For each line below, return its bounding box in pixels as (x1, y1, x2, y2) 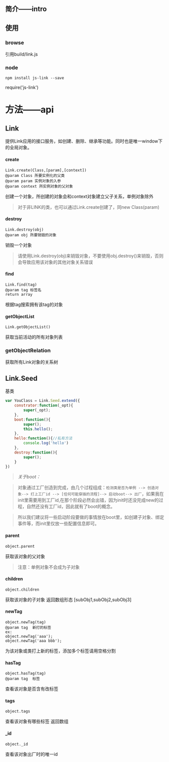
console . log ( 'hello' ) (23, 440, 69, 446)
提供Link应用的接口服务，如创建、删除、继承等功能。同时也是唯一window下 (5, 138, 163, 144)
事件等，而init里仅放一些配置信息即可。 (17, 520, 99, 527)
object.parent (5, 544, 35, 549)
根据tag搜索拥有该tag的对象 (5, 301, 63, 307)
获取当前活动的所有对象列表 (5, 334, 63, 340)
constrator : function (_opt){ (14, 403, 73, 408)
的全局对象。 (5, 145, 32, 151)
